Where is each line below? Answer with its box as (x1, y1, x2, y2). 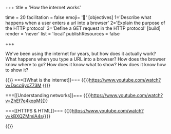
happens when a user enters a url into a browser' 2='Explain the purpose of (5, 20, 165, 26)
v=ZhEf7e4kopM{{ (5, 98, 45, 104)
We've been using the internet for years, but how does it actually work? (5, 51, 157, 56)
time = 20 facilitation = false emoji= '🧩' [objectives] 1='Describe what (5, 14, 151, 20)
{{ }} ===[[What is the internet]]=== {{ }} (5, 77, 89, 83)
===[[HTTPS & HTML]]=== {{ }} (5, 108, 72, 113)
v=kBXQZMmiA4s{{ (5, 113, 47, 119)
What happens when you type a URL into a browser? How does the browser (5, 56, 166, 62)
